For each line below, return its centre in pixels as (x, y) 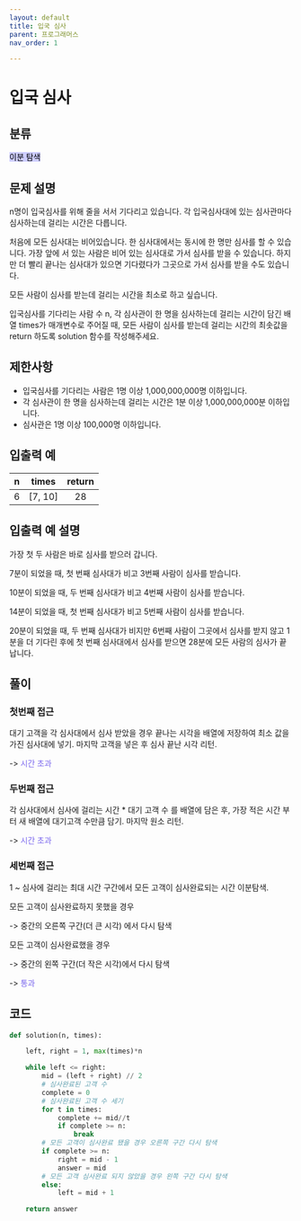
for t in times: (72, 1110)
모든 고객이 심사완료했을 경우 (60, 944)
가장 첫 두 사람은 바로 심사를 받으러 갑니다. (84, 554)
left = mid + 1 (86, 1193)
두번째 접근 (32, 789)
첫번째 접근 (32, 711)
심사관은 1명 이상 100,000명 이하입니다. (92, 424)
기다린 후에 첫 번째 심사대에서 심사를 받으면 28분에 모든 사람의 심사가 (156, 642)
